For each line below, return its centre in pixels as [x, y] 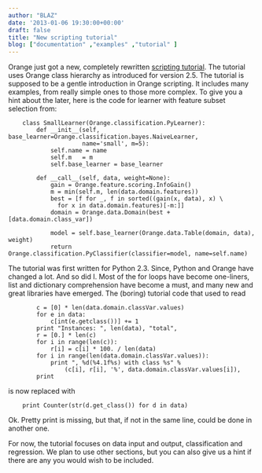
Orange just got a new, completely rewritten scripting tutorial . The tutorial [127, 67]
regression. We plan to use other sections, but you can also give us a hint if [130, 452]
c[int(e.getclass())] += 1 [94, 322]
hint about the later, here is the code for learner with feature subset [117, 101]
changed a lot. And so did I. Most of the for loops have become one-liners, [129, 277]
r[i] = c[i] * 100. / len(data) [103, 349]
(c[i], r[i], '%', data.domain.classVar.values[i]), [153, 370]
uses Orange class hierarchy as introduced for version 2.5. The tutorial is [126, 75]
